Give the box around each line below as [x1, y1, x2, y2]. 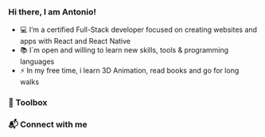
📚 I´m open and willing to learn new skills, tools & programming [19, 45, 229, 55]
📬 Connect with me [8, 119, 88, 130]
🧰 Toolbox [8, 97, 48, 108]
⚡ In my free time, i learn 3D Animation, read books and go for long [19, 66, 240, 76]
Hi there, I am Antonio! [8, 6, 97, 18]
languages [19, 57, 55, 66]
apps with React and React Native [19, 37, 131, 46]
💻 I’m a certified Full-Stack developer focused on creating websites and [19, 25, 257, 34]
